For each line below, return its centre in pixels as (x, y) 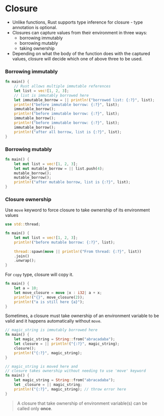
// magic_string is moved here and (41, 366)
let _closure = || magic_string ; (48, 385)
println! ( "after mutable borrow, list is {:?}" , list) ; (72, 182)
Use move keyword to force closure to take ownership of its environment (78, 210)
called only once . (35, 408)
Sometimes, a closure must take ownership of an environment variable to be (82, 316)
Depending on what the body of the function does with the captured (81, 53)
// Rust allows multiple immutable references (62, 87)
